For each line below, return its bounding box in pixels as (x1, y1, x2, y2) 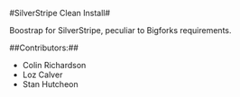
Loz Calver (22, 69, 63, 80)
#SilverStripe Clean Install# (9, 8, 111, 18)
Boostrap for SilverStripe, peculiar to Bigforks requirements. (9, 25, 232, 35)
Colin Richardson (22, 60, 87, 70)
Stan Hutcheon (22, 79, 78, 89)
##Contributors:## (9, 42, 79, 53)
